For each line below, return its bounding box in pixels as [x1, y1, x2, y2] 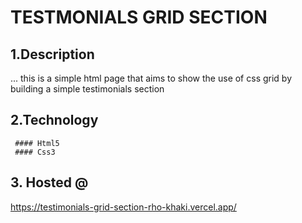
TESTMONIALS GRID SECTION [10, 6, 268, 29]
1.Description [10, 46, 95, 63]
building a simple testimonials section [10, 83, 165, 95]
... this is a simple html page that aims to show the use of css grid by [10, 72, 293, 84]
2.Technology [10, 112, 99, 129]
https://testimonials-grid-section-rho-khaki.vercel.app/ [10, 201, 237, 213]
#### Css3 [14, 147, 56, 157]
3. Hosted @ [10, 174, 89, 191]
